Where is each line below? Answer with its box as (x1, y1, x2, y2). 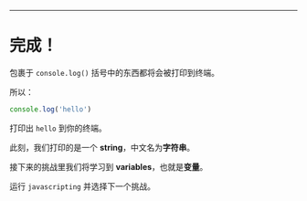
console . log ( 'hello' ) (9, 104, 92, 114)
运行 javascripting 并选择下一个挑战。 (9, 180, 155, 192)
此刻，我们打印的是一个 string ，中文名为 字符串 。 (9, 142, 196, 153)
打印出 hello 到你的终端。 (9, 122, 107, 133)
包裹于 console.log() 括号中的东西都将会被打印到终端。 (9, 67, 219, 78)
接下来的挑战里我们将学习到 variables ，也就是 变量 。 (9, 161, 208, 172)
